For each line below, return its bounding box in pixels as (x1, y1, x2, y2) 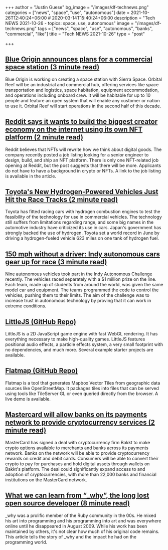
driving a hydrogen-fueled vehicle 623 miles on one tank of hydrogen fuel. (5, 235, 159, 241)
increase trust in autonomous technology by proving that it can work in (5, 298, 151, 304)
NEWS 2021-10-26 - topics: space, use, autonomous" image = (5, 20, 134, 26)
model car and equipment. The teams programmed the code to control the (5, 287, 159, 293)
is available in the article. (5, 173, 57, 179)
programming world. (5, 539, 48, 545)
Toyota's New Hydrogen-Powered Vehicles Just (5, 188, 158, 196)
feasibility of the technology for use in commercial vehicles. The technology (5, 214, 162, 220)
